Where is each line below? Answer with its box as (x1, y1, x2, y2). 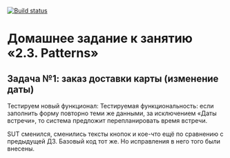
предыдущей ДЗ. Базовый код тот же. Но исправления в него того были (7, 137, 221, 145)
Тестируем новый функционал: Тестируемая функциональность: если (7, 102, 214, 110)
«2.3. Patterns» (7, 46, 99, 61)
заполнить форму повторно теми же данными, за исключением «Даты (7, 109, 218, 117)
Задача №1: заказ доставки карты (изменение (7, 72, 219, 84)
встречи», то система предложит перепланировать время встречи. (7, 117, 208, 124)
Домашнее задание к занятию (7, 31, 193, 46)
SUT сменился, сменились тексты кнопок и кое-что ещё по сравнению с (7, 130, 224, 138)
